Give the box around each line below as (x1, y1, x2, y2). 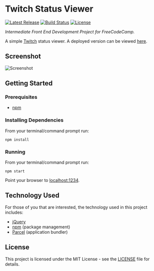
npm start (5, 169, 25, 174)
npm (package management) (12, 224, 70, 230)
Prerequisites (5, 94, 37, 100)
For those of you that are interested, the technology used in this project (5, 204, 148, 210)
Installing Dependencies (5, 117, 64, 124)
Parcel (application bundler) (12, 229, 68, 235)
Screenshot (5, 52, 41, 61)
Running (5, 148, 26, 155)
